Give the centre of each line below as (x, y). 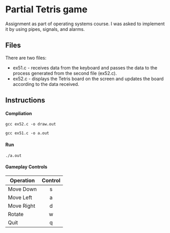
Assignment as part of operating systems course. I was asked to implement (85, 24)
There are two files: (26, 58)
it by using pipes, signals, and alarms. (45, 29)
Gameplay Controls (26, 167)
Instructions (25, 101)
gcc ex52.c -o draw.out (31, 124)
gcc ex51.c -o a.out (27, 133)
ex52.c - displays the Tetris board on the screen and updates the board (88, 79)
